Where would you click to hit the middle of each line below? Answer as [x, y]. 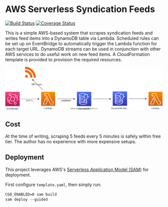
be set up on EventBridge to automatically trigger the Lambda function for [81, 43]
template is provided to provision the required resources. [64, 59]
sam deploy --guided [27, 199]
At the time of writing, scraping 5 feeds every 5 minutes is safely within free [83, 136]
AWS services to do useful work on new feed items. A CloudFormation [77, 54]
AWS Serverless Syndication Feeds [80, 9]
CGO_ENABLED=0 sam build [31, 194]
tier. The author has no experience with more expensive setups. [71, 142]
